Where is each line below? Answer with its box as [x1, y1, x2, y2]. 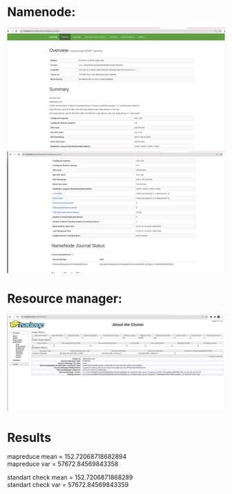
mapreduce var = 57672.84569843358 [7, 460, 119, 468]
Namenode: [7, 4, 76, 20]
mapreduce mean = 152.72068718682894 [7, 452, 127, 461]
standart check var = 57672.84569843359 [7, 481, 129, 489]
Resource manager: [7, 291, 123, 307]
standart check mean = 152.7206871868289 [7, 473, 133, 482]
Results [7, 430, 52, 446]
